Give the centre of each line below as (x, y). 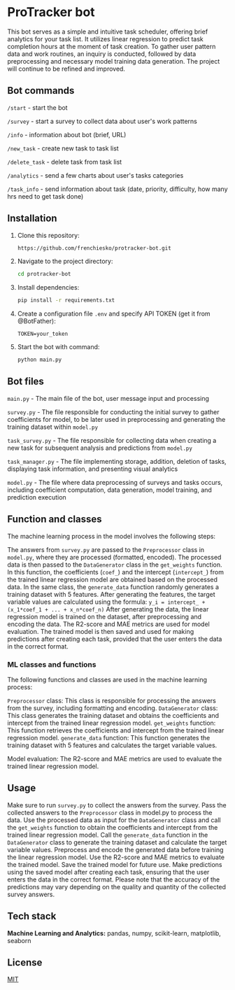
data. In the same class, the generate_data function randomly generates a (113, 587)
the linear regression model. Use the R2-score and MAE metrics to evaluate (116, 857)
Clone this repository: (48, 235)
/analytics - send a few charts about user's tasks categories (95, 175)
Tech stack (32, 916)
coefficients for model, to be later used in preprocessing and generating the (116, 419)
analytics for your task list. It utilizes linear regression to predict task (106, 38)
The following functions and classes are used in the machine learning (107, 679)
